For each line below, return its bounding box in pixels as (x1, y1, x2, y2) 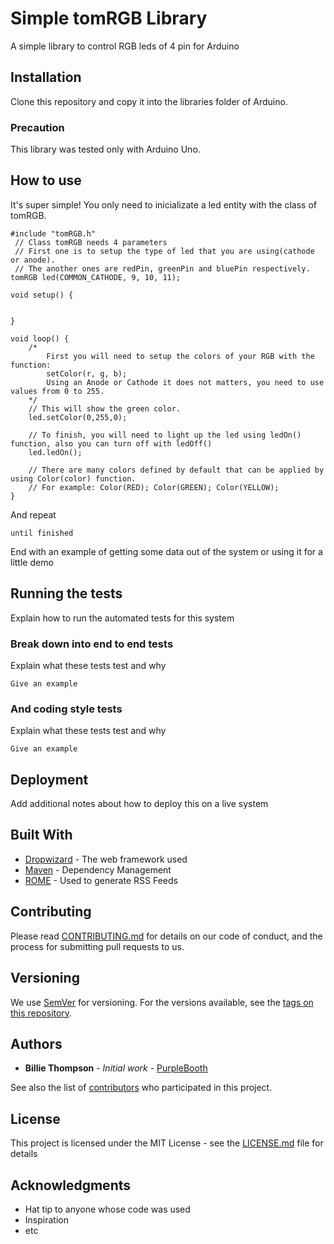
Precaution (10, 120, 65, 134)
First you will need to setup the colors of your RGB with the (46, 351, 315, 361)
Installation (10, 69, 82, 86)
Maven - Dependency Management (24, 863, 172, 876)
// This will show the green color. (28, 403, 182, 414)
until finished (10, 528, 74, 538)
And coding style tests (10, 702, 123, 716)
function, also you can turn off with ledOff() (10, 438, 213, 449)
